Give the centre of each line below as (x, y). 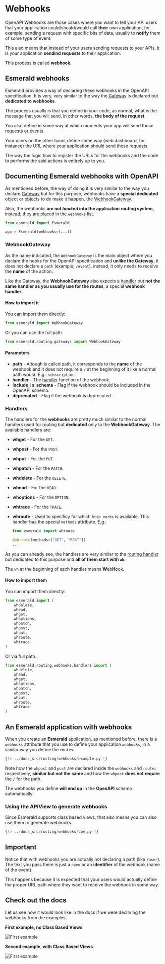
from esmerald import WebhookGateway (44, 323)
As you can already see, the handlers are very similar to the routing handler (82, 554)
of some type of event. (28, 38)
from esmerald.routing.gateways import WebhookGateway (63, 342)
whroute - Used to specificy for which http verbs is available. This (81, 517)
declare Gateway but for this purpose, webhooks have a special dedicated (82, 193)
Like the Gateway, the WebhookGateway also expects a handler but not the (83, 281)
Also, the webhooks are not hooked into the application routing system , (80, 208)
